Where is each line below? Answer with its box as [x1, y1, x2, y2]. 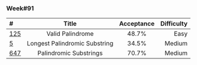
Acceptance [119, 20, 154, 28]
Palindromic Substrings [37, 49, 103, 57]
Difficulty [160, 20, 188, 28]
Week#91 [6, 4, 34, 13]
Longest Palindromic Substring [26, 39, 114, 48]
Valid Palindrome [46, 30, 94, 38]
